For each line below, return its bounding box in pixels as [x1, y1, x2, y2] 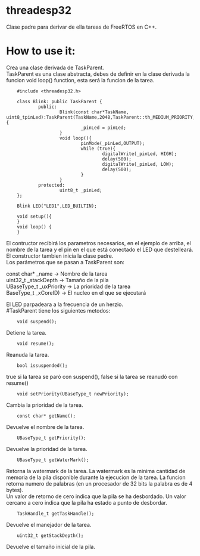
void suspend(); [17, 319, 58, 325]
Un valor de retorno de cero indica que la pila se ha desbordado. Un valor [6, 493, 186, 500]
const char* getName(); [17, 413, 76, 419]
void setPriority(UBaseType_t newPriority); [17, 391, 129, 397]
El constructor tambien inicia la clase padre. [6, 252, 114, 260]
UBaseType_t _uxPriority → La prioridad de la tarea [6, 283, 131, 290]
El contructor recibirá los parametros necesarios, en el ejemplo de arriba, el [6, 239, 192, 246]
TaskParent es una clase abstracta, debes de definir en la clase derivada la [6, 70, 190, 78]
